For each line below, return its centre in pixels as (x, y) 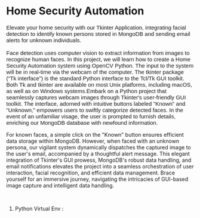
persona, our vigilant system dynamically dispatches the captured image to (99, 147)
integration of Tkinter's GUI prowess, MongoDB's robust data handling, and (99, 160)
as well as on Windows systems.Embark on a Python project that (87, 91)
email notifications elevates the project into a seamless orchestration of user (100, 166)
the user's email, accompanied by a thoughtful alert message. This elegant (98, 153)
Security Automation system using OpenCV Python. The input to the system (100, 65)
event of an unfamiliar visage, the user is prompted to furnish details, (91, 116)
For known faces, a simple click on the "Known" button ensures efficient (95, 134)
